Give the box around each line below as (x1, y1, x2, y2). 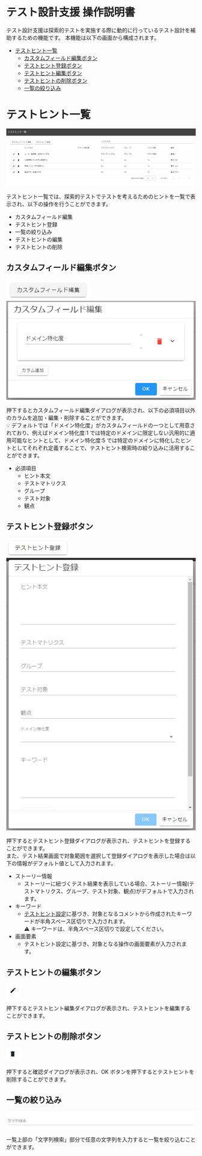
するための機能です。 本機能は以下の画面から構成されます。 (11, 34, 160, 41)
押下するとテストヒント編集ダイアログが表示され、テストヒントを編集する (6, 1004, 191, 1011)
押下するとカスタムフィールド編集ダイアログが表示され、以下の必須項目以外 (6, 406, 196, 414)
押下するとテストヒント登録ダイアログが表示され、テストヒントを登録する (6, 837, 191, 845)
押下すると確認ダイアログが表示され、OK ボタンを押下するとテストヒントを (6, 1068, 195, 1075)
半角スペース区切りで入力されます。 (40, 918, 129, 925)
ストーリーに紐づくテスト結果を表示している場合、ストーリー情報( (23, 880, 189, 887)
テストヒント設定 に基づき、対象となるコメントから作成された (23, 910, 177, 918)
